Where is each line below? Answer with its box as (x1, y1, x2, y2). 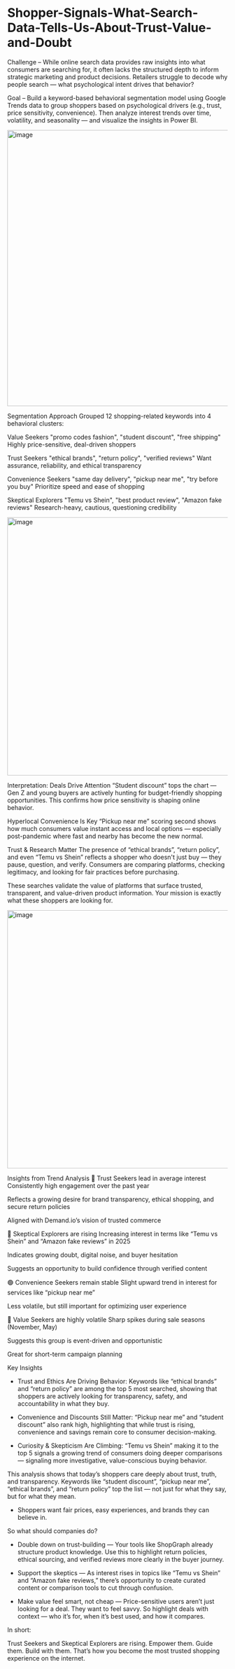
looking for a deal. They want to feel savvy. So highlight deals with (17, 1605, 208, 1613)
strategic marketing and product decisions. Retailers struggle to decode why (7, 72, 228, 81)
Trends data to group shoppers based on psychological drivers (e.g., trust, (7, 101, 222, 109)
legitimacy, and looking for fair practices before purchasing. (7, 867, 180, 876)
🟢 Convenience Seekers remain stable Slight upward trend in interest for (7, 1278, 218, 1286)
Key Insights (7, 1363, 43, 1371)
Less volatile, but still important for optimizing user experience (7, 1301, 187, 1310)
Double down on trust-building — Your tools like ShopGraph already (17, 1540, 213, 1549)
